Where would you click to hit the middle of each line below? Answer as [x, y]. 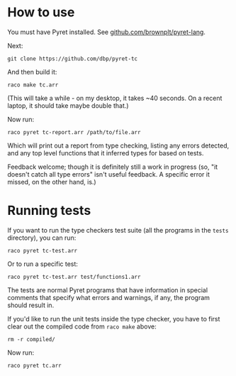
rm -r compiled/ [31, 339]
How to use [41, 12]
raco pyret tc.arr [34, 365]
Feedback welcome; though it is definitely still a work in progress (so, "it [113, 167]
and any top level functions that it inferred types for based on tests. [106, 153]
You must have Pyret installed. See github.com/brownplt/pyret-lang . [106, 32]
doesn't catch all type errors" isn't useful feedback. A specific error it [109, 174]
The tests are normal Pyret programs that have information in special [107, 290]
